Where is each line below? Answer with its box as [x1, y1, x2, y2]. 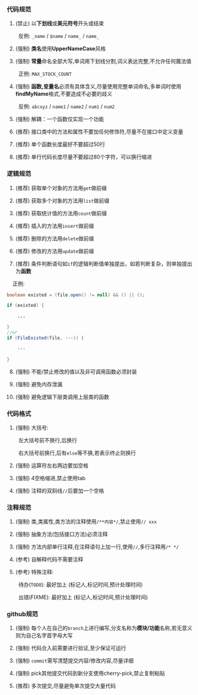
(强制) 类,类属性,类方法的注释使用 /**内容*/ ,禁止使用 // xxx [15, 518, 157, 525]
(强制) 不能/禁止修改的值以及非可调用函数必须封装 [15, 368, 137, 375]
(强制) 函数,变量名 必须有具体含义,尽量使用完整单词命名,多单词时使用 [15, 83, 181, 90]
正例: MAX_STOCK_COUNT [18, 70, 72, 78]
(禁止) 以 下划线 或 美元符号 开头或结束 [15, 20, 104, 27]
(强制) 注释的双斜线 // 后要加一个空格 [15, 487, 104, 494]
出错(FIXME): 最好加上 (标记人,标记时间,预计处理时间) [18, 594, 148, 601]
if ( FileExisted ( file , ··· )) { [7, 335, 84, 341]
